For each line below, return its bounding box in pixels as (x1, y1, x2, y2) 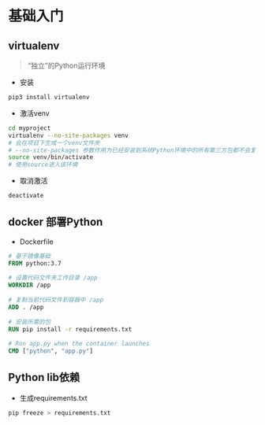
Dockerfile (19, 237, 54, 246)
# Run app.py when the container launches (8, 340, 150, 348)
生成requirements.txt (19, 393, 88, 402)
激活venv (19, 108, 50, 118)
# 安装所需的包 (8, 318, 51, 326)
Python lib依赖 (8, 371, 80, 384)
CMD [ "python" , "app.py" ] (8, 347, 93, 355)
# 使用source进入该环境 (8, 161, 78, 169)
